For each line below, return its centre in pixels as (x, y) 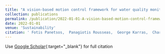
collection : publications (31, 14)
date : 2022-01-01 (23, 23)
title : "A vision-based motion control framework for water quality (77, 10)
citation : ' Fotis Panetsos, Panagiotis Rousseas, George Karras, (77, 32)
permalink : (16, 19)
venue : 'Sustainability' (30, 28)
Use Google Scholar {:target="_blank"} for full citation (59, 46)
